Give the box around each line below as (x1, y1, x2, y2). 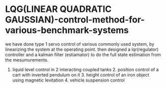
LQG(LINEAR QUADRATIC (5, 3, 112, 15)
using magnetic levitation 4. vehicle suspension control (12, 77, 125, 83)
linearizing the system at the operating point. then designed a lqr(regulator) (5, 46, 159, 52)
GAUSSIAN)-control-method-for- (5, 14, 145, 25)
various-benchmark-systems (5, 25, 129, 36)
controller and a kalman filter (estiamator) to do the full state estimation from (5, 51, 161, 58)
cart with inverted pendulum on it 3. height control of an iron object (12, 72, 150, 78)
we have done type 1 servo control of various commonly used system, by (5, 41, 155, 47)
